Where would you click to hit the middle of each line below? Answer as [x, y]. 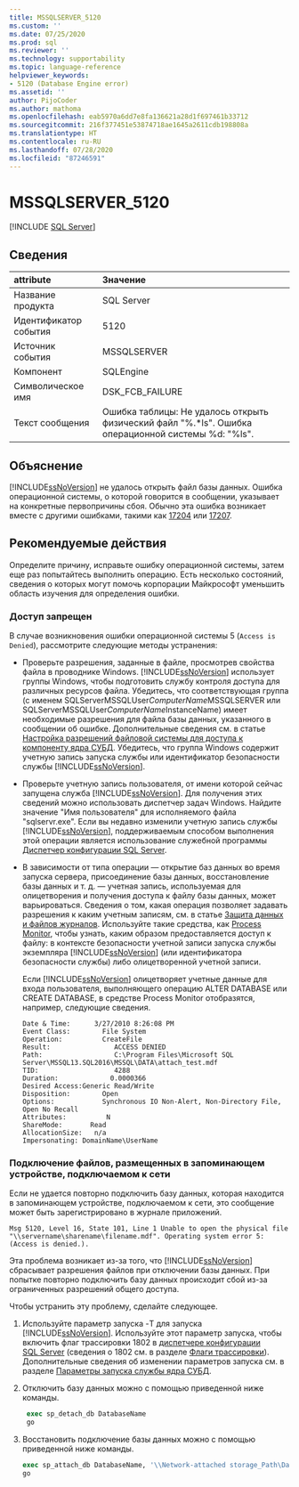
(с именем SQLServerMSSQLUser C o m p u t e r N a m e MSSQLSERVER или [151, 701]
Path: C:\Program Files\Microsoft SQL [128, 1055]
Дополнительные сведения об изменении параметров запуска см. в [153, 1361]
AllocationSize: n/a [64, 1133]
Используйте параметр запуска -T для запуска [112, 1324]
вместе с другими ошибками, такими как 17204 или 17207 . [121, 516]
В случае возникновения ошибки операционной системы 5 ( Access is [142, 636]
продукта [34, 306]
